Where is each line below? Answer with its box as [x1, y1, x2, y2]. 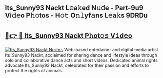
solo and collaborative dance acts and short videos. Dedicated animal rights [5, 58, 158, 63]
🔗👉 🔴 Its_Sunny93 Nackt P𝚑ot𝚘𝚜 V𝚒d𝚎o [5, 31, 133, 40]
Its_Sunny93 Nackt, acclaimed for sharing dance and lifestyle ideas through [5, 52, 158, 58]
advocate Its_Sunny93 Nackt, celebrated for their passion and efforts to [5, 62, 149, 68]
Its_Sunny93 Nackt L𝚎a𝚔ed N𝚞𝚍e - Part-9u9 [5, 4, 143, 12]
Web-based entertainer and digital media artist [64, 47, 159, 52]
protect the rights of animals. [5, 68, 63, 73]
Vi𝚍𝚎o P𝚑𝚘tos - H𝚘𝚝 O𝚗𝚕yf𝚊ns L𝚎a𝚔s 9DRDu [5, 12, 148, 20]
